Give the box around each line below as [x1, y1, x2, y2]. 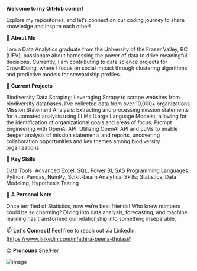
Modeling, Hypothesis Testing [6, 180, 79, 186]
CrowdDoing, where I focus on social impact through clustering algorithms [6, 64, 188, 72]
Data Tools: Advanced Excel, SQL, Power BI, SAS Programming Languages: [6, 167, 190, 174]
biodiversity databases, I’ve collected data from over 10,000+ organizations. [6, 100, 192, 107]
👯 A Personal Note [6, 191, 52, 198]
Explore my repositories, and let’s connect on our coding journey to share [6, 17, 185, 23]
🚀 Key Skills [6, 156, 35, 162]
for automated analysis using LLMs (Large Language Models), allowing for [6, 112, 188, 120]
